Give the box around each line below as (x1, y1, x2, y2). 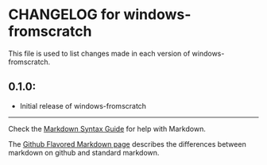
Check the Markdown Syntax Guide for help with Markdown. (8, 124, 207, 133)
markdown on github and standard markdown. (8, 148, 160, 157)
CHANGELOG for (8, 6, 121, 24)
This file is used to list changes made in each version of (8, 48, 191, 58)
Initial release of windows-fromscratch (19, 101, 147, 110)
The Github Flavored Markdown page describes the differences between (8, 139, 246, 148)
